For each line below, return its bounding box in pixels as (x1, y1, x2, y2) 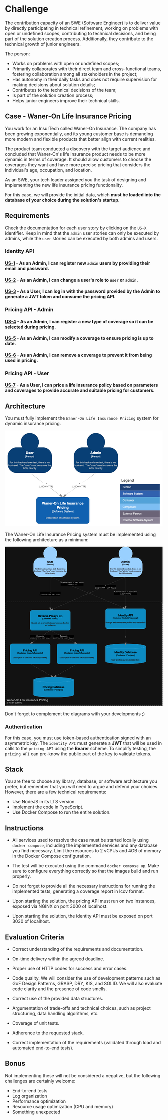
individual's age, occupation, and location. (5, 167, 92, 173)
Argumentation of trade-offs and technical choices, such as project (12, 1005, 151, 1011)
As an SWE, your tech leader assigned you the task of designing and (5, 176, 146, 183)
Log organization (12, 1093, 47, 1099)
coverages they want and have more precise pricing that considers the (5, 161, 151, 168)
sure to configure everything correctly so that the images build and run (12, 868, 158, 874)
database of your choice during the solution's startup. (5, 197, 120, 203)
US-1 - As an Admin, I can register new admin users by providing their (5, 260, 151, 266)
